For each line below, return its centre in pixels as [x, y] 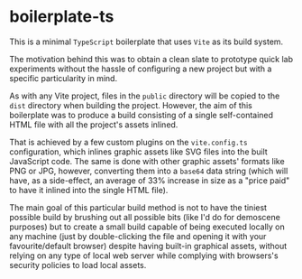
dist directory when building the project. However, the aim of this [131, 105]
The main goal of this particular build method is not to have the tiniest [138, 207]
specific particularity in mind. [64, 78]
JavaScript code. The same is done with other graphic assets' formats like [147, 161]
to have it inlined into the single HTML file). [89, 190]
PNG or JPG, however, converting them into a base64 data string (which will [149, 171]
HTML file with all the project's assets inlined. [94, 125]
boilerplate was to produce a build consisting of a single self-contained [141, 115]
